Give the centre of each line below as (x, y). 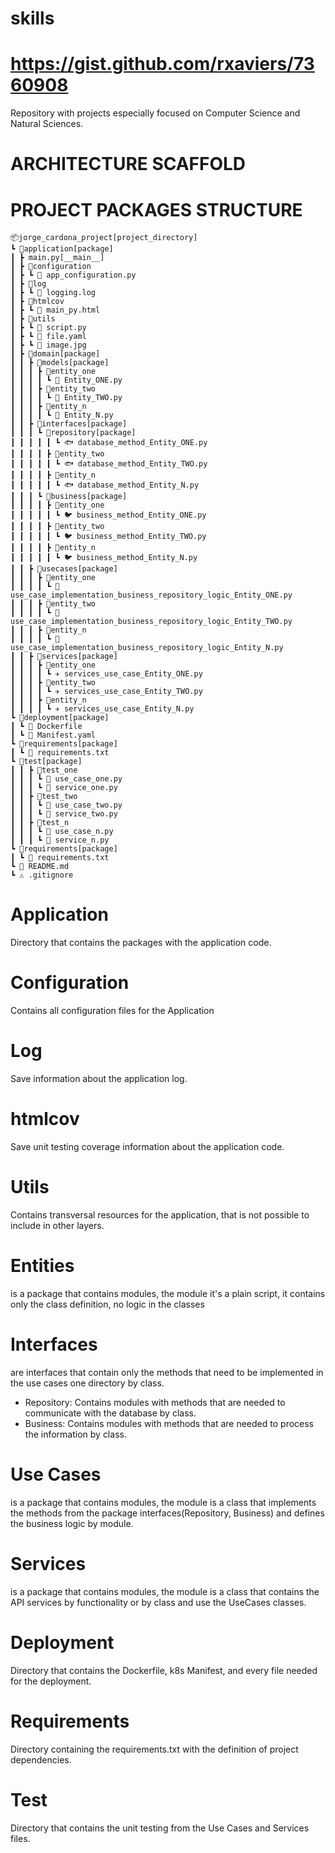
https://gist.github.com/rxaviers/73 (162, 64)
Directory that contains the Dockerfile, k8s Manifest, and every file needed (164, 1670)
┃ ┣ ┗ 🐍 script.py (48, 328)
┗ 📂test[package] (46, 762)
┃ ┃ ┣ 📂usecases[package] (64, 569)
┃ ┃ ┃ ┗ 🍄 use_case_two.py (66, 805)
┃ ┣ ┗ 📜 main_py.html (55, 310)
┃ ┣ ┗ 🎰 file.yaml (48, 337)
